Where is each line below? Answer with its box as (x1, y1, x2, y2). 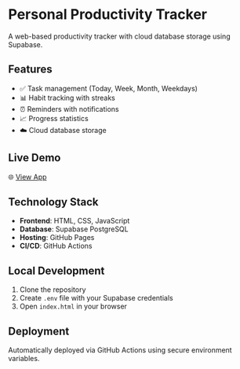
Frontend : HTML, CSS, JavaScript (19, 216, 130, 226)
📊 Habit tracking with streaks (19, 93, 116, 102)
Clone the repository (19, 285, 86, 294)
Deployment (8, 324, 70, 338)
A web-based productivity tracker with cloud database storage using (8, 31, 231, 41)
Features (8, 63, 53, 76)
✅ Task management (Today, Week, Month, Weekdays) (19, 83, 198, 93)
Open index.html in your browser (19, 301, 128, 312)
